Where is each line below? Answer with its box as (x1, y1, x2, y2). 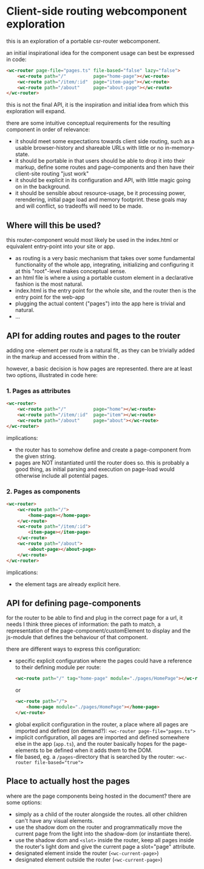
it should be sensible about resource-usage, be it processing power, (15, 190, 186, 197)
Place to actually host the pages (6, 776, 131, 787)
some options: (6, 798, 42, 806)
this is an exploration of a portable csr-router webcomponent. (6, 37, 161, 44)
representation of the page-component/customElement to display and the (6, 627, 191, 634)
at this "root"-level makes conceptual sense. (15, 268, 126, 275)
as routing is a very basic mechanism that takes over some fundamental (15, 255, 195, 262)
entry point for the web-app (15, 294, 85, 301)
